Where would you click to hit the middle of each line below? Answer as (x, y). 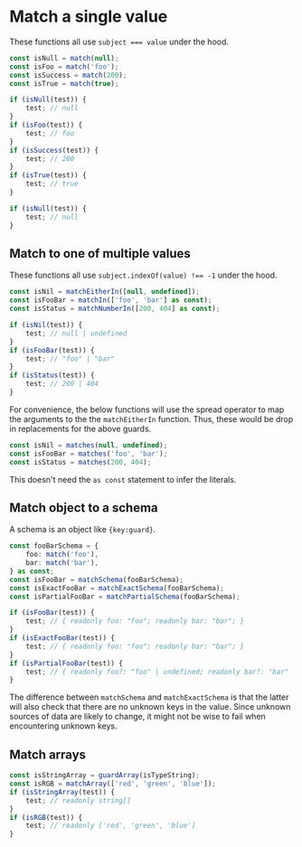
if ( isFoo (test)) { (46, 125)
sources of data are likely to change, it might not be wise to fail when (138, 717)
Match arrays (48, 754)
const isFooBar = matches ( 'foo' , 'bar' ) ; (89, 454)
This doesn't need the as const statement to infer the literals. (123, 479)
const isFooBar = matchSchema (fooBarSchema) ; (96, 579)
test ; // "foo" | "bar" (71, 359)
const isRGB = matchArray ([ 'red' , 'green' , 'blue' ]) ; (113, 784)
